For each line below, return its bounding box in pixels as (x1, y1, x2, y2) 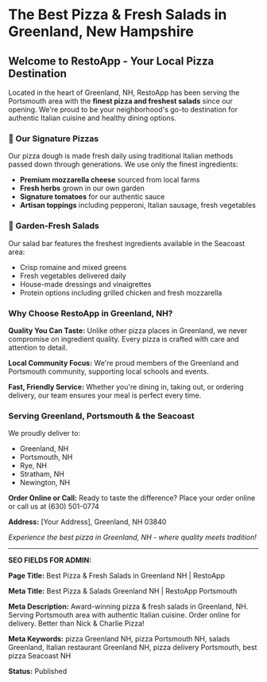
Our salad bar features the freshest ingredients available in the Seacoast (8, 238, 246, 248)
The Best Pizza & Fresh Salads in (8, 6, 227, 24)
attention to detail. (8, 343, 68, 352)
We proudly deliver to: (8, 429, 81, 438)
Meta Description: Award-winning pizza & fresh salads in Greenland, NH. (8, 602, 249, 611)
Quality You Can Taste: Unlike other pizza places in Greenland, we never (8, 325, 248, 335)
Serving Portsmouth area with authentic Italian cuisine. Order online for (8, 610, 241, 620)
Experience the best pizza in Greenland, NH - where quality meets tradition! (8, 532, 257, 543)
